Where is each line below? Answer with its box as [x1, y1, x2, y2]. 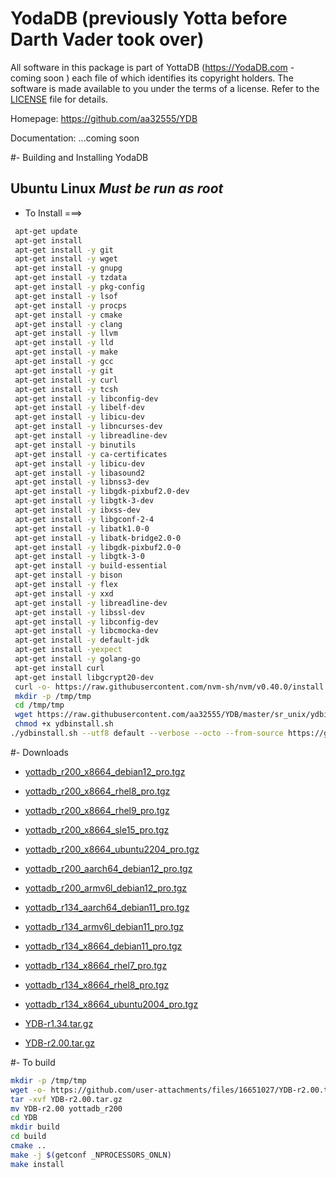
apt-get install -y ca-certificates [14, 449, 168, 459]
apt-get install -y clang [14, 319, 123, 329]
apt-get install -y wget [14, 254, 118, 264]
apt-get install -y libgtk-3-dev [14, 496, 155, 506]
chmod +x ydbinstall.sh [14, 719, 114, 729]
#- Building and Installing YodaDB [10, 151, 149, 163]
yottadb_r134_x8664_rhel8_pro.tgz [24, 978, 170, 991]
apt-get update [14, 226, 78, 236]
